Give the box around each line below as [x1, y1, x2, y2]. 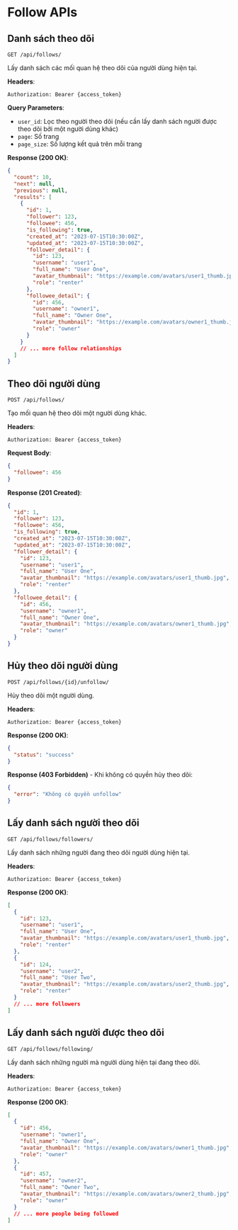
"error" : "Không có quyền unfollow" [13, 791, 122, 798]
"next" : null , [13, 180, 55, 188]
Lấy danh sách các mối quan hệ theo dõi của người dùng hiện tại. [7, 64, 198, 72]
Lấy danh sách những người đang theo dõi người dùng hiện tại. [7, 848, 190, 857]
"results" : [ [13, 193, 52, 200]
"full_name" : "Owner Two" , [20, 1184, 100, 1191]
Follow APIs [7, 4, 78, 21]
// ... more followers [13, 1000, 81, 1008]
